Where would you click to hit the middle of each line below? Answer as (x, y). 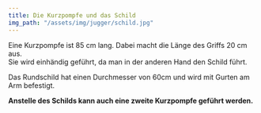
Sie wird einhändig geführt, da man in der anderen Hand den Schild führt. (128, 62)
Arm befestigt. (32, 85)
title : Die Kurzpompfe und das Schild (72, 15)
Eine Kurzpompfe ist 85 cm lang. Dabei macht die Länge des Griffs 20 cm (128, 45)
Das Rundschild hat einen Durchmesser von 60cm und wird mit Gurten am (129, 77)
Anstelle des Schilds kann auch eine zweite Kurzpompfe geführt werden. (131, 100)
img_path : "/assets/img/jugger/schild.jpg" (81, 23)
